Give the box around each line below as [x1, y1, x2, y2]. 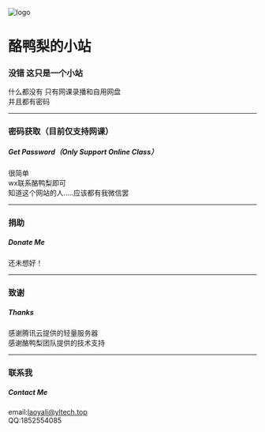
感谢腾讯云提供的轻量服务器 [8, 329, 99, 338]
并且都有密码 [8, 97, 50, 107]
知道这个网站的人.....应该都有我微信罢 [8, 188, 129, 197]
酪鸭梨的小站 [8, 38, 92, 55]
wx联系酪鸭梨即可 [8, 178, 67, 188]
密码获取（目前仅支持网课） [8, 126, 114, 137]
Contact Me [8, 387, 48, 396]
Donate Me [8, 237, 46, 246]
